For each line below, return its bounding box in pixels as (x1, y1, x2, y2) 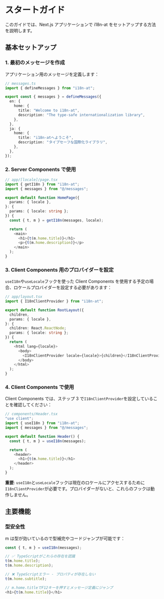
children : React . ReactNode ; (9, 326, 67, 331)
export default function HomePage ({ (5, 195, 80, 200)
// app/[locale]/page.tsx (5, 177, 58, 182)
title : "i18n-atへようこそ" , (18, 135, 74, 140)
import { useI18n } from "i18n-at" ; (5, 421, 80, 426)
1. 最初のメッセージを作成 (5, 59, 65, 66)
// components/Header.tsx (5, 411, 58, 417)
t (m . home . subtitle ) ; (5, 576, 47, 581)
